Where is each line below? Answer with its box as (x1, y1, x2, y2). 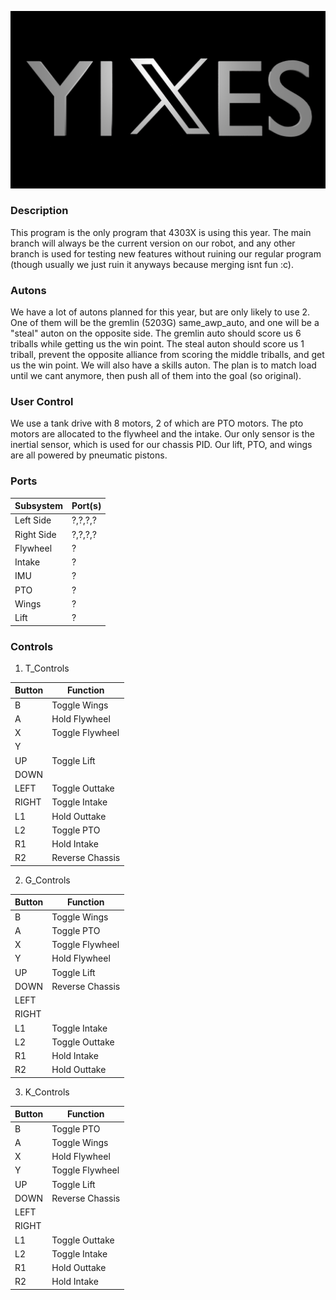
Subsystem (14, 500, 63, 512)
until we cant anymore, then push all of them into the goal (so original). (10, 370, 302, 382)
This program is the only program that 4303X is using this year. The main (10, 226, 312, 238)
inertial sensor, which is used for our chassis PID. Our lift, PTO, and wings (10, 439, 313, 451)
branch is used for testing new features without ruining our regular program (10, 247, 322, 260)
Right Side (14, 528, 57, 540)
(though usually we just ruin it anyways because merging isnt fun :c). (10, 258, 294, 270)
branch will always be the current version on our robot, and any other (10, 237, 296, 249)
